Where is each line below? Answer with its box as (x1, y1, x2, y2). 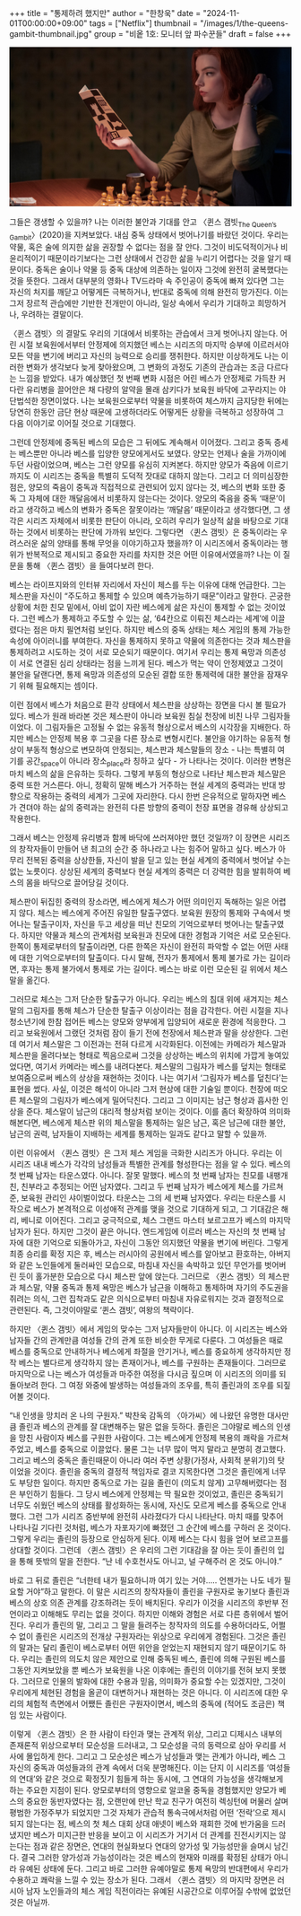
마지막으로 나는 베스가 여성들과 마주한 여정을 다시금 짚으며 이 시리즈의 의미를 (9, 1369, 278, 1379)
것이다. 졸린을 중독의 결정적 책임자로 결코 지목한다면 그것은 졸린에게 (32, 1466, 271, 1477)
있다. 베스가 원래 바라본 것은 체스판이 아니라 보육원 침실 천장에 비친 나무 (9, 711, 260, 722)
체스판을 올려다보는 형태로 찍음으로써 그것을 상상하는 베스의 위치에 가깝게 (9, 1050, 266, 1061)
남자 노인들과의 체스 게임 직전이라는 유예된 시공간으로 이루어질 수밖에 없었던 (25, 1885, 292, 1896)
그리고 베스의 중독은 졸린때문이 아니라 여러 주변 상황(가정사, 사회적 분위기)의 (9, 1455, 276, 1465)
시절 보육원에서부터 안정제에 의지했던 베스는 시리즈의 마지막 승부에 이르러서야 (18, 339, 289, 350)
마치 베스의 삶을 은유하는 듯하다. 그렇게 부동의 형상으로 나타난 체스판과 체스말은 (9, 768, 287, 779)
